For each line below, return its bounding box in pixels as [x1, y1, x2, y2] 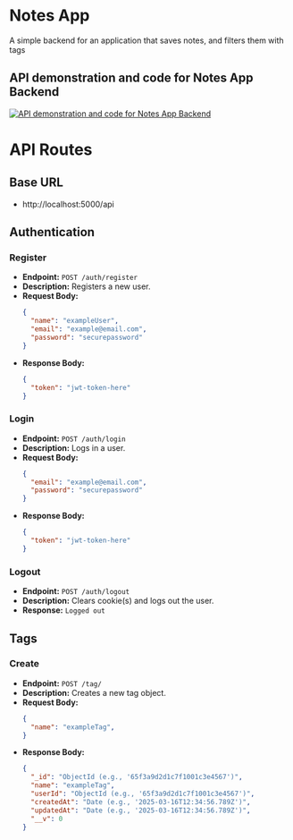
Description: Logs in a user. [21, 442, 126, 453]
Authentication [9, 225, 96, 240]
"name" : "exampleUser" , [30, 317, 119, 326]
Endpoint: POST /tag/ [21, 677, 103, 689]
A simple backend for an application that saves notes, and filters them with [9, 35, 284, 46]
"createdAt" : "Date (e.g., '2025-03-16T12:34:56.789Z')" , [30, 797, 251, 806]
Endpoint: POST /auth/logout [21, 586, 130, 597]
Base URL [9, 175, 64, 191]
